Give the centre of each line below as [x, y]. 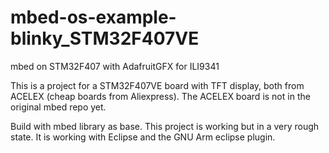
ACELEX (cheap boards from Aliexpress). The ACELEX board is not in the [160, 96]
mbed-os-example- [93, 17]
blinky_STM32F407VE [105, 38]
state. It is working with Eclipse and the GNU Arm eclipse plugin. [143, 137]
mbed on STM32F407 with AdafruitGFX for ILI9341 [115, 66]
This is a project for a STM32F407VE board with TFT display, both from [157, 85]
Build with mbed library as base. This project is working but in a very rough [165, 126]
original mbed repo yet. [58, 107]
